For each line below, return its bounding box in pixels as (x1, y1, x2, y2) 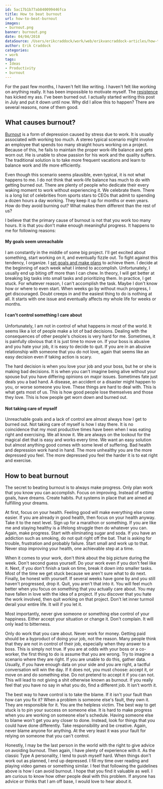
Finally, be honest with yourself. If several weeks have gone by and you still (5, 576, 156, 582)
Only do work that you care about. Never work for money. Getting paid (5, 631, 146, 636)
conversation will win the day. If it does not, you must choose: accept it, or (5, 667, 154, 673)
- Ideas (5, 61, 21, 66)
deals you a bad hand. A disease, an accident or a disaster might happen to (5, 379, 156, 385)
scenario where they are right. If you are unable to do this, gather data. (5, 656, 147, 662)
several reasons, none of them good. (5, 104, 79, 110)
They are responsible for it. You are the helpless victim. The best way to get (5, 702, 156, 708)
